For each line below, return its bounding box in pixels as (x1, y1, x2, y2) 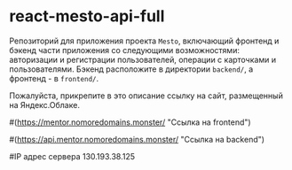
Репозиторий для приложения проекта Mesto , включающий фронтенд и (9, 35, 280, 46)
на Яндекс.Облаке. (9, 99, 80, 110)
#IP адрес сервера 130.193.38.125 (9, 151, 136, 161)
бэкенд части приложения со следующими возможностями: (9, 44, 240, 55)
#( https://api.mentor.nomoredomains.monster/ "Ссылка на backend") (9, 134, 264, 144)
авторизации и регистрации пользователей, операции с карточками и (9, 54, 277, 65)
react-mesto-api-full (9, 6, 165, 27)
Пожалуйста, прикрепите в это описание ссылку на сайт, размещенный (9, 90, 284, 101)
